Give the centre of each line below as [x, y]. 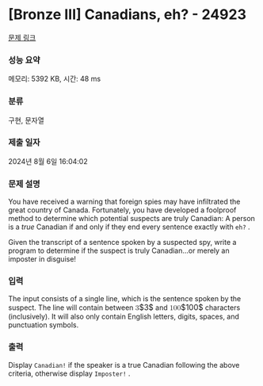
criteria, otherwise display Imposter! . [69, 373]
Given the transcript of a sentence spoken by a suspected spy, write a [122, 243]
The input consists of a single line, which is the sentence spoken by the [125, 299]
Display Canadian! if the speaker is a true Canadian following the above [124, 365]
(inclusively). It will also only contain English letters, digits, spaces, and [124, 317]
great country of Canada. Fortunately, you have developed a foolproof [122, 210]
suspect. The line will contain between [71, 308]
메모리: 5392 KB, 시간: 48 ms [55, 79]
